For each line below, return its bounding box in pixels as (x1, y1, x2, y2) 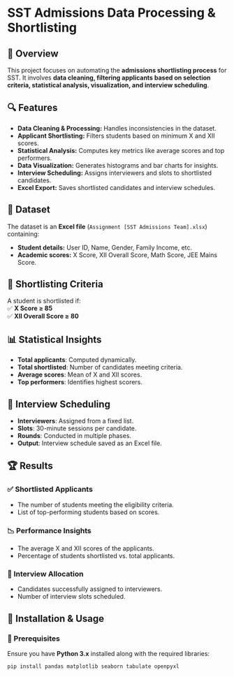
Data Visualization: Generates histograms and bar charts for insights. (17, 161, 219, 169)
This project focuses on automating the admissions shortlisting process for (7, 66, 227, 74)
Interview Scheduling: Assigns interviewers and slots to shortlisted (17, 168, 212, 177)
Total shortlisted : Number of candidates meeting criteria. (17, 363, 183, 372)
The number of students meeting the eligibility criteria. (17, 500, 175, 509)
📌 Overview (7, 48, 59, 59)
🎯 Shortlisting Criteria (7, 278, 103, 291)
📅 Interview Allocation (7, 569, 84, 578)
